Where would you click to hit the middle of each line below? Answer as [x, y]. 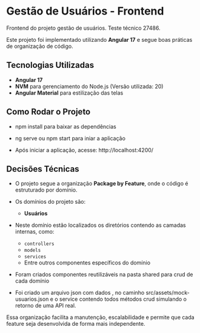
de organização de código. [40, 46]
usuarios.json [32, 299]
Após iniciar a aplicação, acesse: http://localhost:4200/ [84, 150]
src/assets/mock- [168, 293]
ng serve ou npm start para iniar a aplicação [70, 138]
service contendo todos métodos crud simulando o [123, 299]
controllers [39, 244]
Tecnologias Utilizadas [50, 65]
